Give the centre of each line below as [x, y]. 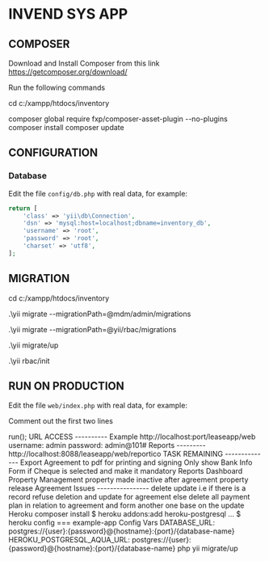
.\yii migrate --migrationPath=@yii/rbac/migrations [92, 329]
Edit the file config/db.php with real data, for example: [98, 193]
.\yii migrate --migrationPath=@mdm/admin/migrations [100, 314]
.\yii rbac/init [29, 361]
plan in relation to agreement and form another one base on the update [126, 505]
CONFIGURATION [53, 153]
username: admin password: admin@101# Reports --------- [107, 445]
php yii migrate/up [208, 548]
